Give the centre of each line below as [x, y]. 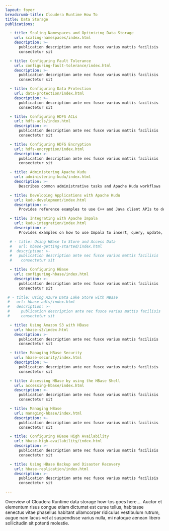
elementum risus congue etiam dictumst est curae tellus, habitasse [75, 507]
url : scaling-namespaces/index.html [53, 38]
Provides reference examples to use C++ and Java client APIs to [88, 210]
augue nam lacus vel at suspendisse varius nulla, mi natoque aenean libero [83, 518]
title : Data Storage [27, 19]
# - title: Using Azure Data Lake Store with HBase [63, 297]
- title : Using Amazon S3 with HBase [49, 325]
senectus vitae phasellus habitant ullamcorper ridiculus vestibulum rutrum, [82, 512]
